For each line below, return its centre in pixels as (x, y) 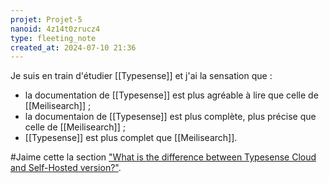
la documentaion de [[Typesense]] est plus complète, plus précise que (170, 117)
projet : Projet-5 (46, 19)
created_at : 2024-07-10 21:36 (73, 47)
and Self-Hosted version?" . (66, 168)
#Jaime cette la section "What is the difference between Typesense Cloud (163, 157)
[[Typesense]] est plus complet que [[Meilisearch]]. (131, 138)
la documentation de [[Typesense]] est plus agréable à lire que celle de (171, 95)
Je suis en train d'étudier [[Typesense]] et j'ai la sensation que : (141, 76)
